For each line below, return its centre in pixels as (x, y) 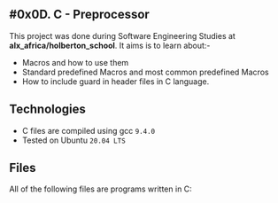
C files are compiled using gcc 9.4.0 (89, 130)
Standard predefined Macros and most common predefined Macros (145, 72)
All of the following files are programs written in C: (100, 189)
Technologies (48, 109)
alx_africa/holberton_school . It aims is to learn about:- (110, 45)
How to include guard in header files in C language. (116, 81)
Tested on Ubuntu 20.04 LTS (73, 140)
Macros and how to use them (75, 62)
